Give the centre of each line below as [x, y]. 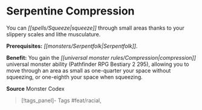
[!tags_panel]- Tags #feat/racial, [61, 100]
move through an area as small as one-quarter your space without [89, 70]
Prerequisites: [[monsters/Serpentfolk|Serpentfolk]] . [72, 46]
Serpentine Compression [70, 11]
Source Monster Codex [35, 88]
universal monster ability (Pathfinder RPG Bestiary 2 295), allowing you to [98, 64]
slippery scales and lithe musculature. [54, 34]
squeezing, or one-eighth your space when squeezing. [75, 77]
